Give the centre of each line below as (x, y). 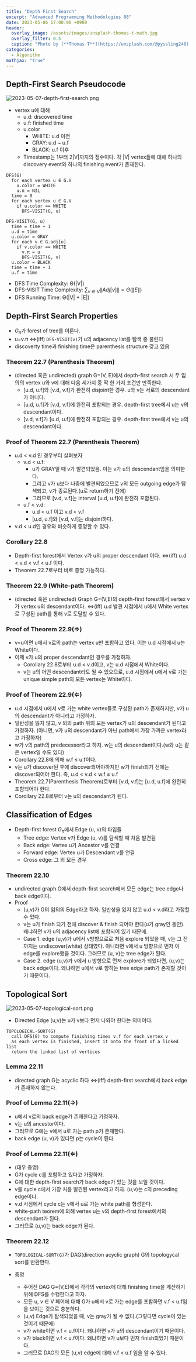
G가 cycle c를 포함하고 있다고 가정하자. (59, 1175)
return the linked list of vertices (56, 1052)
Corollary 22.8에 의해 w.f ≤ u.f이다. (55, 759)
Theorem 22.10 (28, 875)
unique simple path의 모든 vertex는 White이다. (78, 679)
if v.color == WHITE (41, 247)
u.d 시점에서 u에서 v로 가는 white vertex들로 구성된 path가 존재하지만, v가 (99, 708)
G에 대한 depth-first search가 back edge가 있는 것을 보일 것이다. (90, 1182)
